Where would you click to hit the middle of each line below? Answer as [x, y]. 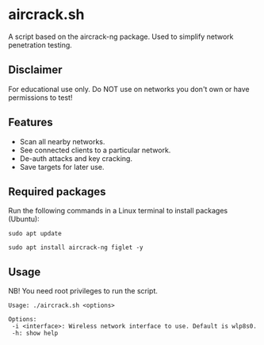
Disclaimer [35, 70]
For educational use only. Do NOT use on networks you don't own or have [129, 89]
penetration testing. [40, 44]
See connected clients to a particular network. [95, 150]
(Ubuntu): [24, 219]
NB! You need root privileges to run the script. [83, 291]
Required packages [57, 192]
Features [31, 123]
